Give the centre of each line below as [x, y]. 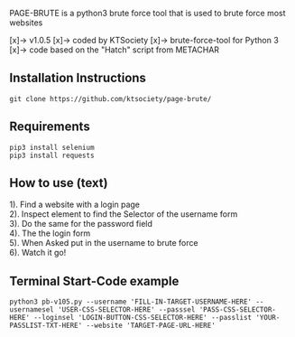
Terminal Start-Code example [94, 281]
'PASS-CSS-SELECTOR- [238, 310]
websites [26, 23]
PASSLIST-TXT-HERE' [46, 326]
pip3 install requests [52, 155]
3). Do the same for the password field [81, 224]
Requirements [50, 127]
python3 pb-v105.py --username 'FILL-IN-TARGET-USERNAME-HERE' [131, 302]
